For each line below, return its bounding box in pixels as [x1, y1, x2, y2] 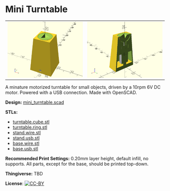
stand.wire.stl [12, 130, 41, 136]
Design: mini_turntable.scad [5, 100, 64, 106]
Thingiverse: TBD [5, 171, 43, 177]
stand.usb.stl [12, 135, 40, 141]
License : [5, 180, 24, 186]
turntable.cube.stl [12, 119, 50, 125]
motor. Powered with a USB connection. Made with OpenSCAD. [5, 89, 138, 96]
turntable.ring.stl [12, 124, 48, 130]
